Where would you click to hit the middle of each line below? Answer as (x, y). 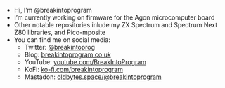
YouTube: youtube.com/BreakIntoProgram (85, 62)
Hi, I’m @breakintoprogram (53, 10)
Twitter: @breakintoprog (60, 47)
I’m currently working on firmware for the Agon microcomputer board (114, 17)
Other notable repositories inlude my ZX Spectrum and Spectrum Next (116, 25)
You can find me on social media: (62, 40)
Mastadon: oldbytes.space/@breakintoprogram (93, 77)
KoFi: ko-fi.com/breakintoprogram (73, 69)
